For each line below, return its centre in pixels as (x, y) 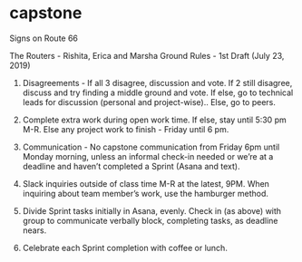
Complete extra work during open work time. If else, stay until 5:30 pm (155, 120)
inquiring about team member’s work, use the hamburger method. (146, 193)
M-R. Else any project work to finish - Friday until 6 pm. (126, 129)
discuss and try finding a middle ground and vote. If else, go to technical (158, 92)
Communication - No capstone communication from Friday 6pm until (151, 147)
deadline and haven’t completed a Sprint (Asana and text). (131, 166)
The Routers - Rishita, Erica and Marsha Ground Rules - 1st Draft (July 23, (147, 55)
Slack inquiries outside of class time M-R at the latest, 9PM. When (146, 183)
